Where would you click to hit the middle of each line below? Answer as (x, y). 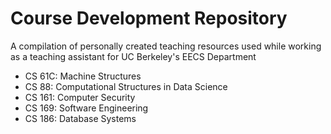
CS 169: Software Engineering (86, 108)
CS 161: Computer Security (80, 97)
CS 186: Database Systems (80, 118)
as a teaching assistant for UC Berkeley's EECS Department (133, 56)
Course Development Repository (149, 18)
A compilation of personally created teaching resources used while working (166, 46)
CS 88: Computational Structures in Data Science (126, 86)
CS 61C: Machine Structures (83, 76)
